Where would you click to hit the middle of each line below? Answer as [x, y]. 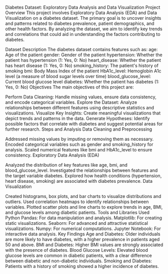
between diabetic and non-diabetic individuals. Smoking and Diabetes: [79, 261]
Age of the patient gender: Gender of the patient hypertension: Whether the [84, 55]
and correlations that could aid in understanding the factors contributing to [83, 34]
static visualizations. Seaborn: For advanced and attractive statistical [77, 223]
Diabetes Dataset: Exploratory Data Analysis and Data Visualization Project [83, 7]
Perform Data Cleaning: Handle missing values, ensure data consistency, [81, 97]
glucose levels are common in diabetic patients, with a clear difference [79, 256]
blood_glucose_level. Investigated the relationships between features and [81, 170]
